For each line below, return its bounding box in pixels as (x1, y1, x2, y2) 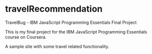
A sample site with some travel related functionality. (5, 43, 109, 49)
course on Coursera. (5, 34, 47, 40)
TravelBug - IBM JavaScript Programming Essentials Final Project (5, 19, 137, 25)
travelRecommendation (5, 3, 103, 15)
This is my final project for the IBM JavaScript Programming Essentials (5, 29, 147, 35)
